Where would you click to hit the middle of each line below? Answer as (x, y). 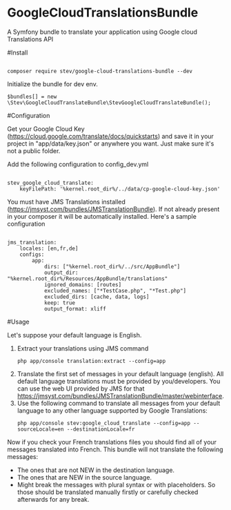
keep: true (60, 303)
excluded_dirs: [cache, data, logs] (97, 297)
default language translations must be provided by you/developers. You (119, 381)
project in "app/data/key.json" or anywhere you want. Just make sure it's (111, 144)
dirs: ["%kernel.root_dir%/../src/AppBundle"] (112, 266)
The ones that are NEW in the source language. (84, 477)
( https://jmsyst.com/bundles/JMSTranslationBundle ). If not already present (113, 209)
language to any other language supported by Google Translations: (112, 410)
